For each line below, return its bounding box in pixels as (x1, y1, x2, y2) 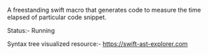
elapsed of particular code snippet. (7, 13, 107, 21)
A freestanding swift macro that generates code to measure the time (7, 6, 201, 14)
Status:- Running (7, 27, 55, 34)
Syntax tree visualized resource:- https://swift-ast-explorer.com (7, 40, 188, 47)
